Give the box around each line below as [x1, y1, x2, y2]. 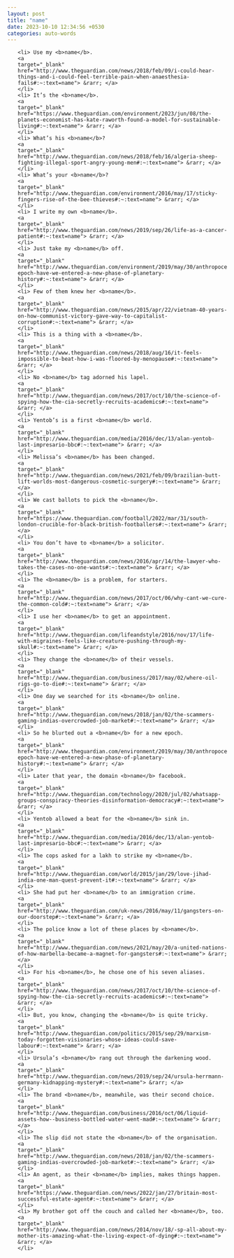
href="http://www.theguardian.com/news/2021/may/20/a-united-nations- [17, 944, 228, 952]
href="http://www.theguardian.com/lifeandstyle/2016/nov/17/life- [17, 631, 215, 638]
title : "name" [7, 17, 49, 24]
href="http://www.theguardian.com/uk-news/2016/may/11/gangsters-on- [17, 908, 225, 915]
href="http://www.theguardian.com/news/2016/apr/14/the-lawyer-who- [17, 558, 221, 565]
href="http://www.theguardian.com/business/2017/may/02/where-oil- [17, 674, 218, 682]
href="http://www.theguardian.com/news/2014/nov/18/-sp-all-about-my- [17, 1226, 228, 1233]
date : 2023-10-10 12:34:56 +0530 [7, 23, 105, 30]
